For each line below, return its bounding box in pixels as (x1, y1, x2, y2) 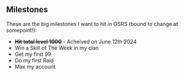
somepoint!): (6, 27, 37, 34)
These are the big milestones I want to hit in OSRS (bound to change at (6, 20, 179, 27)
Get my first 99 (14, 50, 51, 58)
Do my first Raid (14, 57, 54, 64)
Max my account (14, 63, 56, 70)
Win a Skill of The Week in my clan (14, 44, 99, 51)
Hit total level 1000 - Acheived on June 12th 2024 (14, 38, 137, 45)
